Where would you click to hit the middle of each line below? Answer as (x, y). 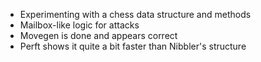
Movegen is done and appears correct (98, 35)
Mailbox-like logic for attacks (79, 25)
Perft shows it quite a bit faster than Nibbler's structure (133, 46)
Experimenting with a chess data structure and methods (135, 14)
